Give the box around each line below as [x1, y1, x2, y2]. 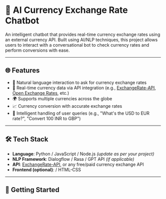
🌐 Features [5, 66, 40, 75]
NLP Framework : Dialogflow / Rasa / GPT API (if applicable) [12, 156, 134, 162]
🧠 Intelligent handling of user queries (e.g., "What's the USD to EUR [12, 110, 150, 116]
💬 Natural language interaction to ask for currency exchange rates [12, 79, 147, 85]
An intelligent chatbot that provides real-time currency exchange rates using [5, 31, 161, 37]
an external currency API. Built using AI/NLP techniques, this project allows [5, 37, 158, 43]
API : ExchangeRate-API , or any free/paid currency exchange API [12, 161, 144, 167]
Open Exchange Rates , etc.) [12, 90, 69, 96]
